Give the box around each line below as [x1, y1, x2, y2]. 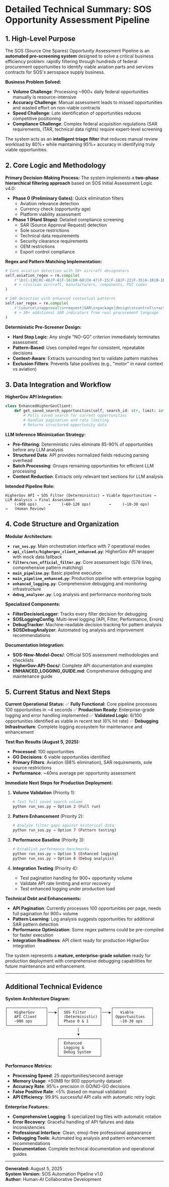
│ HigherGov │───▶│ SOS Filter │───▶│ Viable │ [5, 1010, 154, 1015]
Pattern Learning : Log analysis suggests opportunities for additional [12, 916, 154, 922]
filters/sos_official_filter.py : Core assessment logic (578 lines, [12, 559, 153, 565]
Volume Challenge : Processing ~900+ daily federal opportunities [12, 89, 148, 94]
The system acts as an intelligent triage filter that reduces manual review [5, 136, 158, 142]
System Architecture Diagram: [5, 996, 70, 1002]
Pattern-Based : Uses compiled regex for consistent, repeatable [12, 344, 145, 350]
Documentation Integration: [5, 642, 64, 648]
